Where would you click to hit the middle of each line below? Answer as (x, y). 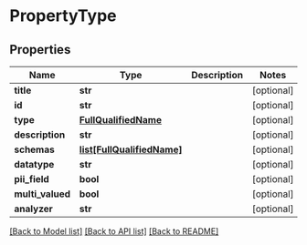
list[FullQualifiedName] (131, 149)
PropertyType (63, 16)
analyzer (33, 209)
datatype (34, 164)
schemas (34, 149)
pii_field (32, 179)
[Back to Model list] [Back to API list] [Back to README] (114, 231)
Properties (40, 50)
